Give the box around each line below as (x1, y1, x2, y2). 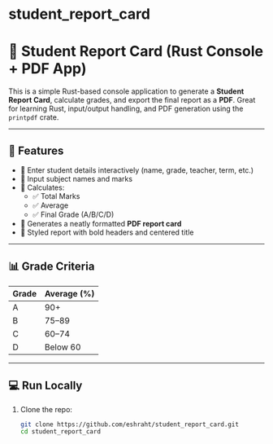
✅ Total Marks (32, 191, 80, 200)
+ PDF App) (8, 59, 87, 78)
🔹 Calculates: (19, 182, 65, 192)
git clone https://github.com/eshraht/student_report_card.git (19, 420, 240, 429)
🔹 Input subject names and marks (19, 174, 132, 183)
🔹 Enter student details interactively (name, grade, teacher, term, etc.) (19, 165, 254, 175)
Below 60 (44, 341, 81, 353)
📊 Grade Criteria (8, 260, 95, 274)
